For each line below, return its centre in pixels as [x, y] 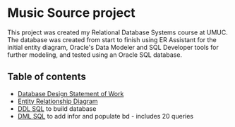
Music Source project [71, 13]
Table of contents [47, 77]
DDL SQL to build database [57, 108]
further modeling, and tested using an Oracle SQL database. [95, 55]
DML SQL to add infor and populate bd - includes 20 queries [106, 116]
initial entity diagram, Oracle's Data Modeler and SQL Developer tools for [113, 47]
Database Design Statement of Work [71, 93]
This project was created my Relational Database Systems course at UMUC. [117, 32]
